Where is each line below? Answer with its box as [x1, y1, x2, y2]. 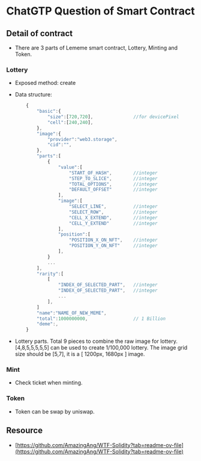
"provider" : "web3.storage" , [47, 136, 118, 142]
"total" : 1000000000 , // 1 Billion [37, 315, 166, 322]
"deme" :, [37, 321, 59, 327]
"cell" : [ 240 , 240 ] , [47, 119, 94, 125]
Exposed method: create [14, 80, 76, 87]
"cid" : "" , [47, 142, 72, 148]
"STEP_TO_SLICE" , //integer [68, 175, 158, 181]
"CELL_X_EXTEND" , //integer [68, 215, 158, 221]
